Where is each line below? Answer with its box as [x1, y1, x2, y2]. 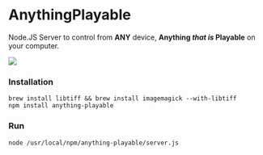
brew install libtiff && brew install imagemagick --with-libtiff [8, 94, 237, 103]
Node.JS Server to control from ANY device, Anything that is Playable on [8, 32, 257, 42]
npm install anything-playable [8, 102, 114, 110]
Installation [8, 76, 54, 87]
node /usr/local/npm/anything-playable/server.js [8, 139, 180, 147]
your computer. [8, 40, 60, 50]
